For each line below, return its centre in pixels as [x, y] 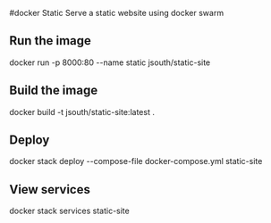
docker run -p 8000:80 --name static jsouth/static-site [110, 62]
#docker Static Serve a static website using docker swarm [117, 13]
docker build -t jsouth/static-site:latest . [82, 111]
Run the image [51, 41]
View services [50, 190]
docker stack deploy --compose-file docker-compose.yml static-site [136, 161]
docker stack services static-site [69, 211]
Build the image [54, 91]
